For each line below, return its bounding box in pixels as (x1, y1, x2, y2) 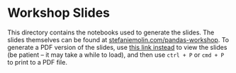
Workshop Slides (7, 5, 110, 21)
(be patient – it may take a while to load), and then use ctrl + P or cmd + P (7, 51, 225, 59)
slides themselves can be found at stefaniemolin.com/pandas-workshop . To (7, 35, 230, 44)
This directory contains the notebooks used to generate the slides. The (7, 28, 215, 36)
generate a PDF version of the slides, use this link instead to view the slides (7, 43, 227, 51)
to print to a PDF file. (7, 58, 67, 66)
